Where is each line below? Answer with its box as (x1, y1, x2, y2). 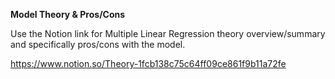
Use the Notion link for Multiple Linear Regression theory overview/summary (10, 28, 326, 39)
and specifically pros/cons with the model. (10, 39, 186, 50)
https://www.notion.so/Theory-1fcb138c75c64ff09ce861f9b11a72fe (10, 58, 287, 69)
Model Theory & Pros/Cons (10, 9, 126, 20)
